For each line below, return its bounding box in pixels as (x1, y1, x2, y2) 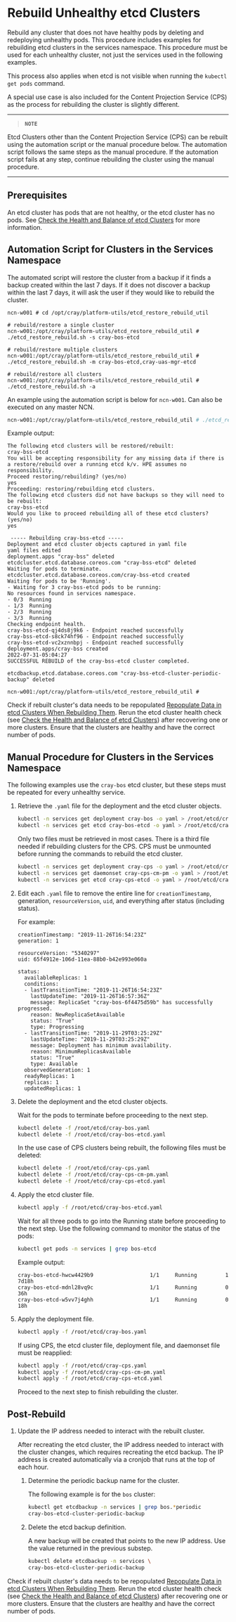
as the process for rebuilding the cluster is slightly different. (7, 100, 181, 108)
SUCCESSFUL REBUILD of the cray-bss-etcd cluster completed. (7, 658, 190, 665)
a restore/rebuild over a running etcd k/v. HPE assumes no (7, 461, 188, 468)
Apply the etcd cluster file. (17, 1190, 94, 1199)
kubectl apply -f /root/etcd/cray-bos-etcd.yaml (17, 1204, 163, 1211)
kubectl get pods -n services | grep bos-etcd (17, 1245, 157, 1252)
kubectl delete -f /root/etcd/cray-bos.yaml (17, 1124, 150, 1131)
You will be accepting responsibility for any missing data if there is (7, 455, 225, 462)
